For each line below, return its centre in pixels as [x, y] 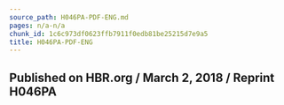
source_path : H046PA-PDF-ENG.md [69, 17]
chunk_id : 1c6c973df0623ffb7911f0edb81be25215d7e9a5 [109, 34]
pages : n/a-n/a [37, 26]
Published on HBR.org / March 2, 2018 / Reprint [142, 77]
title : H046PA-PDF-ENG [51, 42]
